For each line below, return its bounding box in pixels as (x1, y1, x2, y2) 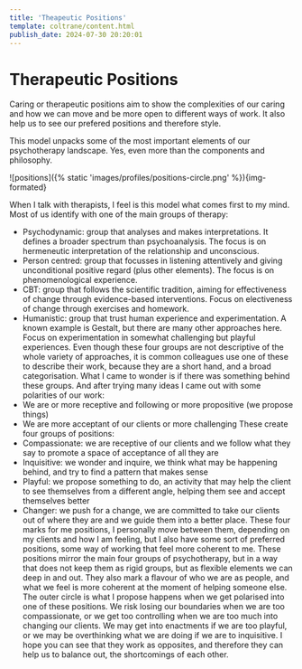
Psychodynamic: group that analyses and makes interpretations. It (22, 227, 269, 238)
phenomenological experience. (22, 275, 138, 286)
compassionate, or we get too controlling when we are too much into (22, 611, 279, 622)
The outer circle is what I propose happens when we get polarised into (22, 591, 285, 602)
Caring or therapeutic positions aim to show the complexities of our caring (9, 99, 286, 109)
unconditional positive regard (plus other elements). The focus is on (22, 265, 275, 276)
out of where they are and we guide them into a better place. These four (22, 514, 291, 525)
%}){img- (231, 173, 267, 184)
